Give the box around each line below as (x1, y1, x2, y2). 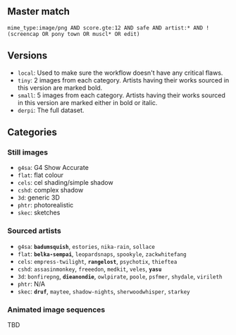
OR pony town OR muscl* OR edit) (42, 30, 140, 37)
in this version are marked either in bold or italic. (17, 98, 158, 106)
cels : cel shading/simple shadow (17, 178, 114, 187)
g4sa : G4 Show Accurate (17, 164, 89, 172)
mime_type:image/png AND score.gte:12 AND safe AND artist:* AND (7, 24, 203, 31)
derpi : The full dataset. (17, 106, 85, 114)
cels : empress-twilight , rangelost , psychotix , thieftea (17, 257, 178, 265)
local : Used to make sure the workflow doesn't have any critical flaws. (17, 68, 223, 77)
